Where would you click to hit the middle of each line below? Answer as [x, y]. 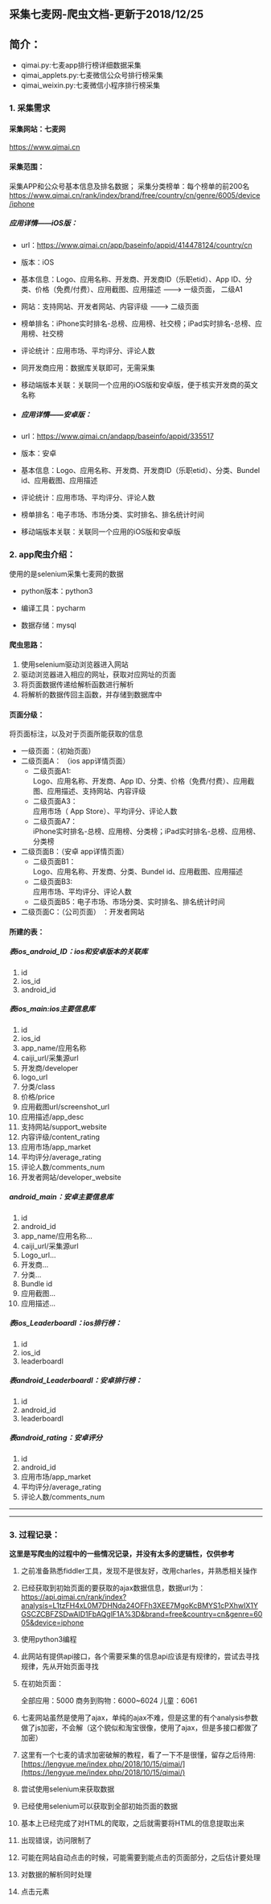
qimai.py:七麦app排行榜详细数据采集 [81, 65]
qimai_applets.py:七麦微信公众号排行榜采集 [92, 76]
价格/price [38, 1096]
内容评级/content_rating [60, 1137]
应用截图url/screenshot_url [65, 1106]
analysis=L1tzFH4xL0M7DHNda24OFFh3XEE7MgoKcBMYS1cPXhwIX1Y [139, 1605]
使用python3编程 [49, 1639]
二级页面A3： [55, 801]
